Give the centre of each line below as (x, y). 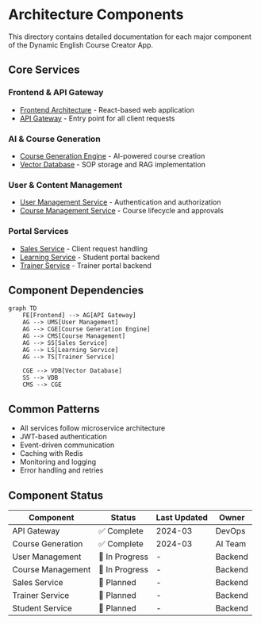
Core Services (44, 70)
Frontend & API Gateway (56, 93)
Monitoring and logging (58, 462)
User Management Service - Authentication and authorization (120, 202)
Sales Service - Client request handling (84, 248)
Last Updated (182, 517)
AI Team (231, 543)
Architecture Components (96, 15)
